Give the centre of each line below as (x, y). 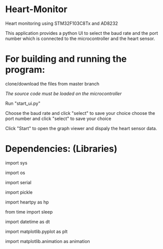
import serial (18, 182)
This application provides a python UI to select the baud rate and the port (82, 33)
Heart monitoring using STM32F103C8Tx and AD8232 (62, 23)
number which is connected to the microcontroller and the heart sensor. (80, 38)
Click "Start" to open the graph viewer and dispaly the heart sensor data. (81, 128)
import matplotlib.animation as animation (48, 241)
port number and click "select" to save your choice (58, 118)
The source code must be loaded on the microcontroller (64, 93)
